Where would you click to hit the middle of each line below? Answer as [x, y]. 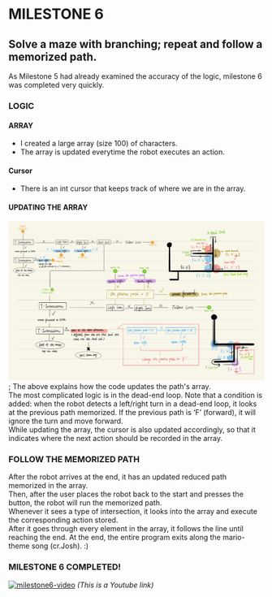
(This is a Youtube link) [115, 585]
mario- [233, 538]
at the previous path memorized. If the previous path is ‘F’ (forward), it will [132, 413]
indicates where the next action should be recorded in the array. [116, 439]
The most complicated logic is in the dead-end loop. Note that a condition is [135, 396]
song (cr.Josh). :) [60, 546]
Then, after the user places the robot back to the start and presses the [126, 494]
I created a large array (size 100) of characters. [99, 144]
